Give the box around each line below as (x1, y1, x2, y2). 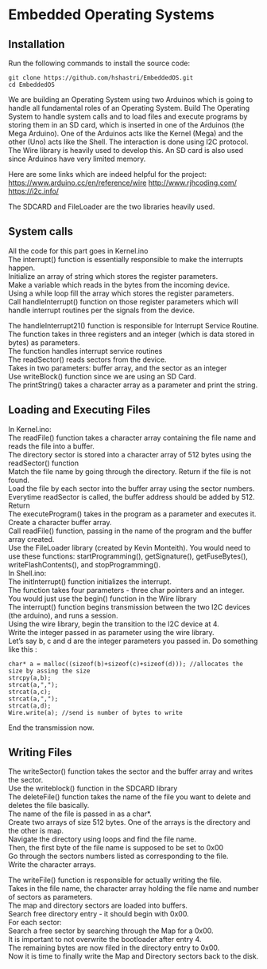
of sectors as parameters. (8, 892, 93, 902)
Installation (8, 37, 65, 51)
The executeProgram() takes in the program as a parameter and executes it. (8, 508, 257, 519)
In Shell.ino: (8, 568, 47, 578)
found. (8, 475, 30, 484)
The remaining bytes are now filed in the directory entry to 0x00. (8, 943, 220, 953)
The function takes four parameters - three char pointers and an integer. (8, 585, 245, 594)
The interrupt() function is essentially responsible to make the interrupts (8, 254, 244, 264)
